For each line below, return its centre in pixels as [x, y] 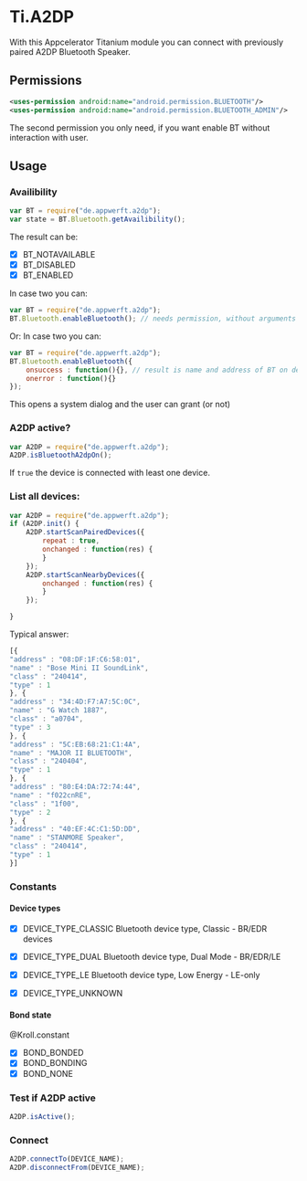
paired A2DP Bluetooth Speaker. [70, 51]
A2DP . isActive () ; [42, 1116]
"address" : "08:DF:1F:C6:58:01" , [75, 659]
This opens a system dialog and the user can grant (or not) [120, 405]
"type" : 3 [30, 727]
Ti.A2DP [42, 17]
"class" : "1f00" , [44, 804]
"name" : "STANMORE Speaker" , [67, 838]
